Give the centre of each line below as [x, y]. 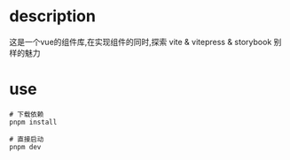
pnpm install [33, 122]
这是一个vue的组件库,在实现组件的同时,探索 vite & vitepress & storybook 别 [145, 42]
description [52, 16]
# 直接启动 [27, 139]
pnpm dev [25, 147]
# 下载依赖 [27, 114]
